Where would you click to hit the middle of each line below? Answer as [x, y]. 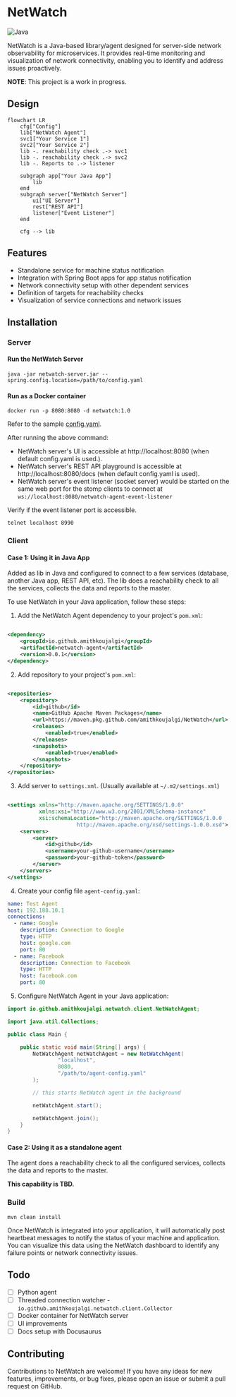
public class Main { [38, 1034]
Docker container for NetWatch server [73, 1315]
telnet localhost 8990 [41, 523]
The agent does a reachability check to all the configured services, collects [116, 1163]
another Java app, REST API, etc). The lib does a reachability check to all [113, 581]
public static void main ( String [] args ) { [83, 1047]
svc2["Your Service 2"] [55, 145]
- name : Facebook [39, 956]
